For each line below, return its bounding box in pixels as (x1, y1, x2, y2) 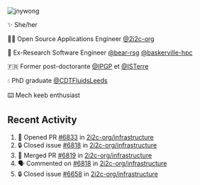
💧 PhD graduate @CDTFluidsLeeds (7, 77, 108, 84)
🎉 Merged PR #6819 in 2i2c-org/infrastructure (17, 151, 152, 159)
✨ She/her (7, 21, 38, 28)
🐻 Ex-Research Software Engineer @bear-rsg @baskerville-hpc (7, 48, 193, 57)
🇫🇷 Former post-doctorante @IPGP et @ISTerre (7, 62, 149, 70)
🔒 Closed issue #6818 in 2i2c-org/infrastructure (17, 140, 157, 149)
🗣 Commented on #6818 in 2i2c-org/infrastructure (17, 159, 167, 167)
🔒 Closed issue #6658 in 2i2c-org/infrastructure (17, 169, 158, 178)
